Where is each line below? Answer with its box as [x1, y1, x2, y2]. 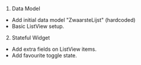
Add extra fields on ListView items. [11, 45, 97, 53]
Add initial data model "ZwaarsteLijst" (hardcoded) [11, 17, 136, 23]
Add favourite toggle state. [11, 52, 77, 58]
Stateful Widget [11, 34, 50, 41]
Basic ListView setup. [11, 23, 65, 30]
